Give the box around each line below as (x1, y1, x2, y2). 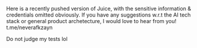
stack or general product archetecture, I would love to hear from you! (6, 18, 177, 24)
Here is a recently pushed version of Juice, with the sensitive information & (6, 5, 192, 12)
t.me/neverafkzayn (6, 24, 53, 31)
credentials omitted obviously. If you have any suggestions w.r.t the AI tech (6, 11, 191, 18)
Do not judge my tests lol (6, 36, 68, 42)
